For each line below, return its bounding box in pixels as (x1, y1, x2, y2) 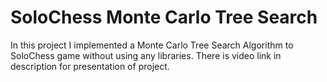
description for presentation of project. (10, 60, 170, 72)
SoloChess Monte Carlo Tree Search (10, 6, 318, 29)
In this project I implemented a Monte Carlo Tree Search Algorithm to (10, 39, 294, 51)
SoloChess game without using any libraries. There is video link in (10, 49, 282, 61)
